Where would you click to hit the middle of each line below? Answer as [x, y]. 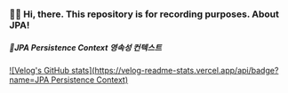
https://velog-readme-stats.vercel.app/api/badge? [187, 70]
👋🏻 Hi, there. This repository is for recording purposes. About [144, 14]
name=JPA [29, 80]
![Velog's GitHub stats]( [52, 70]
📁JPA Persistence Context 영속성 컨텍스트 [86, 47]
